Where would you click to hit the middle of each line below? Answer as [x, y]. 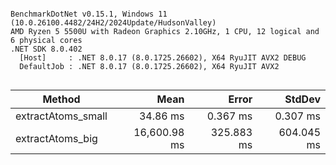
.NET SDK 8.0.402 [46, 49]
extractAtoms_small [61, 116]
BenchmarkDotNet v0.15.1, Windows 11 [89, 14]
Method [61, 99]
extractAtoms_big [56, 138]
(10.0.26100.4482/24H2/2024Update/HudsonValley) [113, 23]
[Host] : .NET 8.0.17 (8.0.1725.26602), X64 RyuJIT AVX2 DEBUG [163, 58]
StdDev [302, 99]
